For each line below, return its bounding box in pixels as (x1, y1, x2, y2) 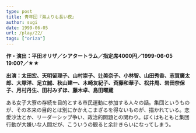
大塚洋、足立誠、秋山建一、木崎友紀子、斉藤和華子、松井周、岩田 (16, 79, 175, 86)
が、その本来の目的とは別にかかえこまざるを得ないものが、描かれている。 (6, 106, 185, 113)
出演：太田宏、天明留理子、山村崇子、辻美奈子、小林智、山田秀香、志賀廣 (6, 72, 185, 79)
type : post (6, 8, 33, 15)
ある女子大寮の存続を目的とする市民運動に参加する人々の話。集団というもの (6, 99, 190, 106)
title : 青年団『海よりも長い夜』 (6, 14, 77, 20)
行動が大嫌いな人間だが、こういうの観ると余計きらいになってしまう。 (6, 121, 174, 128)
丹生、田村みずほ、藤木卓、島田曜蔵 (26, 87, 114, 93)
